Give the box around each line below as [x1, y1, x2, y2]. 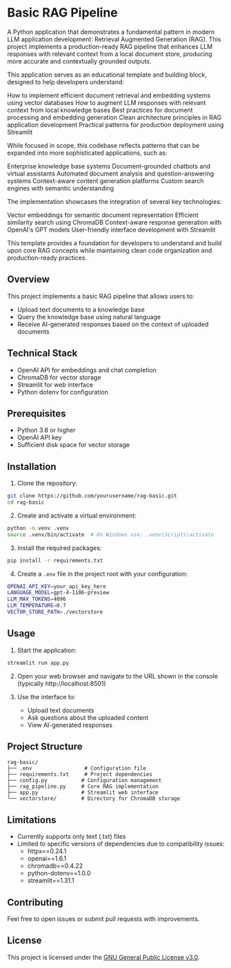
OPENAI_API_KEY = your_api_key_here [7, 582, 107, 590]
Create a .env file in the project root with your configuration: [17, 569, 188, 578]
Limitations [7, 814, 57, 826]
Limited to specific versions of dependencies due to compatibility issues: [17, 839, 225, 848]
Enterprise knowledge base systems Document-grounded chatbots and [7, 162, 211, 170]
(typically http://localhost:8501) [17, 679, 106, 687]
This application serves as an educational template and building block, [7, 70, 207, 79]
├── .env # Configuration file [7, 765, 147, 772]
